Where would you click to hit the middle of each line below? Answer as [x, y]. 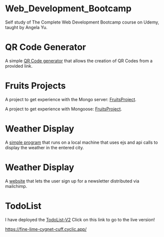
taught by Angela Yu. [26, 27]
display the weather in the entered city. [45, 147]
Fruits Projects [36, 86]
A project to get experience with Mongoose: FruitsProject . [64, 109]
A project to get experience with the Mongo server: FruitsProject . [71, 99]
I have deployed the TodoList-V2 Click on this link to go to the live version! [80, 219]
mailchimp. [16, 186]
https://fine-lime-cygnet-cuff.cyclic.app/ [46, 229]
